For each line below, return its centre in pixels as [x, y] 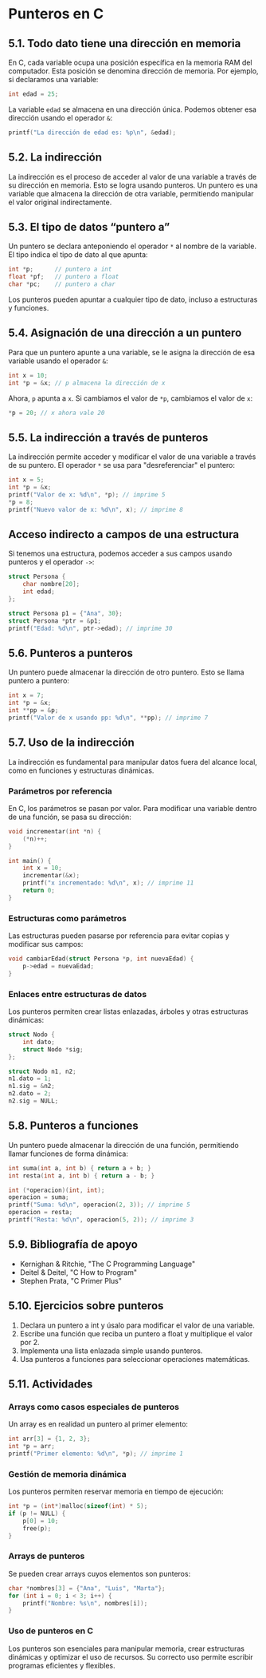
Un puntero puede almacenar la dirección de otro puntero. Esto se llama [126, 672]
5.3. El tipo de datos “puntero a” [89, 227]
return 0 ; [39, 891]
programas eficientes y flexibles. [62, 1665]
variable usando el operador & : [59, 361]
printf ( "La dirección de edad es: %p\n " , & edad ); [92, 133]
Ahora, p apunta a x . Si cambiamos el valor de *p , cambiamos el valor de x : [131, 398]
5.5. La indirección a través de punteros [108, 437]
